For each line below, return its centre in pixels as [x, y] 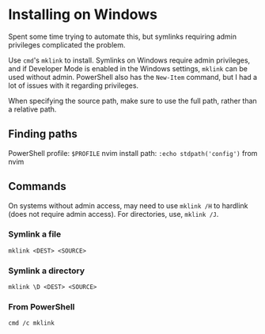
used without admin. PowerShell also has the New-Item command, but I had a [133, 77]
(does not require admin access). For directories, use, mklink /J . [114, 214]
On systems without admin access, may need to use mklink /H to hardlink [128, 205]
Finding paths [43, 134]
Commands [38, 186]
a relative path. [32, 109]
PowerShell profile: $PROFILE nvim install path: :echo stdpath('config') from [133, 153]
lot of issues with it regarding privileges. [74, 85]
